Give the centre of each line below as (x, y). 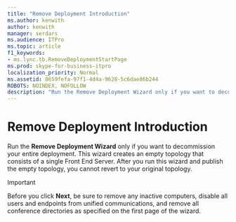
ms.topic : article (34, 46)
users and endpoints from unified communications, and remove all (103, 204)
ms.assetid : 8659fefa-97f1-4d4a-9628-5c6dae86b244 (83, 79)
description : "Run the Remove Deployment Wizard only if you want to (111, 92)
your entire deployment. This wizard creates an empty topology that (106, 154)
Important (21, 183)
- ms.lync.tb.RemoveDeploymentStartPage (67, 60)
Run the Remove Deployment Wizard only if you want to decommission (111, 146)
